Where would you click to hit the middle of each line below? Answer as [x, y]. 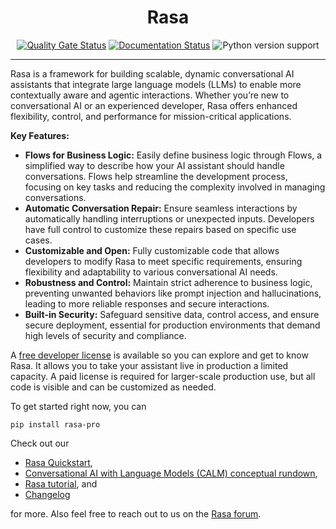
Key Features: [40, 135]
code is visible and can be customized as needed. [113, 387]
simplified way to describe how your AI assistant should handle [154, 165]
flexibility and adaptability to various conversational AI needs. [151, 272]
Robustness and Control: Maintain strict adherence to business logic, [168, 282]
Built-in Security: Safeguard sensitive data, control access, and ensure [172, 314]
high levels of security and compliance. [105, 335]
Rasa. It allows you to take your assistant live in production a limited [149, 365]
